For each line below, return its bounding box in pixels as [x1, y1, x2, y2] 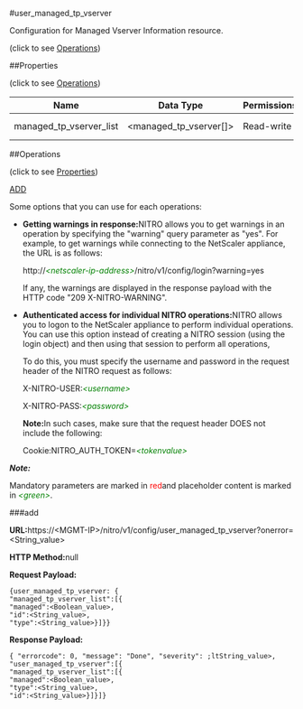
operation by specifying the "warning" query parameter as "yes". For [22, 229, 279, 238]
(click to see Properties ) [9, 166, 99, 177]
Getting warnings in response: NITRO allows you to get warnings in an [22, 219, 285, 229]
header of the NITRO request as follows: [22, 366, 172, 376]
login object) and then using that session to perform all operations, [22, 339, 271, 349]
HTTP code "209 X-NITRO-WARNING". [22, 293, 168, 303]
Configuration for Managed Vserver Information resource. [9, 25, 224, 35]
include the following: [22, 428, 103, 438]
